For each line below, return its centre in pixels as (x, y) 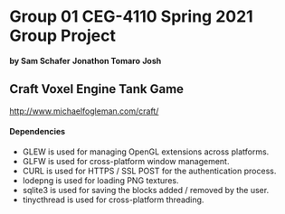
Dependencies (38, 132)
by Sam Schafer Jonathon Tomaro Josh (85, 60)
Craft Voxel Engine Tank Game (96, 89)
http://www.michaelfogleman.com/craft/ (84, 111)
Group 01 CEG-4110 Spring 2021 (131, 17)
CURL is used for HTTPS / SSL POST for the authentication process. (149, 171)
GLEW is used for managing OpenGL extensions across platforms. (146, 152)
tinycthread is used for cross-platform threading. (113, 200)
